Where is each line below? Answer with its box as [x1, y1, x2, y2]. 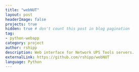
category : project [5, 41, 44, 46]
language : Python [5, 59, 42, 64]
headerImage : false [5, 17, 47, 22]
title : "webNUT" [5, 7, 39, 13]
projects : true [5, 21, 37, 27]
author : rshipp [5, 45, 37, 50]
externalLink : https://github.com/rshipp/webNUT [5, 54, 110, 60]
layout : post [5, 12, 33, 17]
